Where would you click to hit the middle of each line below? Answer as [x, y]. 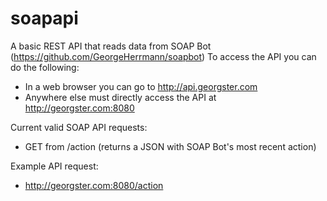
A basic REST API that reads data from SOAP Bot [111, 46]
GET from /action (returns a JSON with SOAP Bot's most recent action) [170, 146]
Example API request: [54, 166]
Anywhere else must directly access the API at [120, 97]
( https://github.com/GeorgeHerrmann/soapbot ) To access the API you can [163, 56]
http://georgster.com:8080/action [94, 185]
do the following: [45, 67]
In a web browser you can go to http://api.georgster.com [141, 86]
